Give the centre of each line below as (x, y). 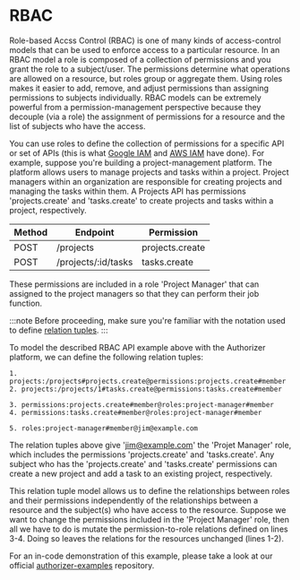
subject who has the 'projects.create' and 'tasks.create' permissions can (143, 463)
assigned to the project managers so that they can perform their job (134, 293)
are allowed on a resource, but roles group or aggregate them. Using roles (146, 78)
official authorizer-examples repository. (82, 565)
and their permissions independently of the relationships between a (134, 500)
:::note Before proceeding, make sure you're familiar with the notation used (148, 320)
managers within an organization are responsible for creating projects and (146, 181)
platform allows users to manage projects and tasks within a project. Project (149, 172)
